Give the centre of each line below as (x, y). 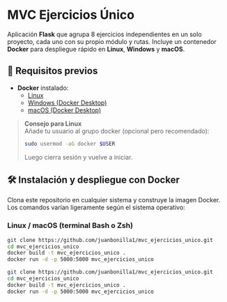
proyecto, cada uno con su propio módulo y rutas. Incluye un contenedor (112, 41)
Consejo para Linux (53, 123)
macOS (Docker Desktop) (64, 110)
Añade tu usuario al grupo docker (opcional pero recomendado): (117, 131)
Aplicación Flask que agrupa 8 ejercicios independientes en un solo (104, 34)
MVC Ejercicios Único (71, 15)
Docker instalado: (43, 88)
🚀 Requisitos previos (53, 71)
